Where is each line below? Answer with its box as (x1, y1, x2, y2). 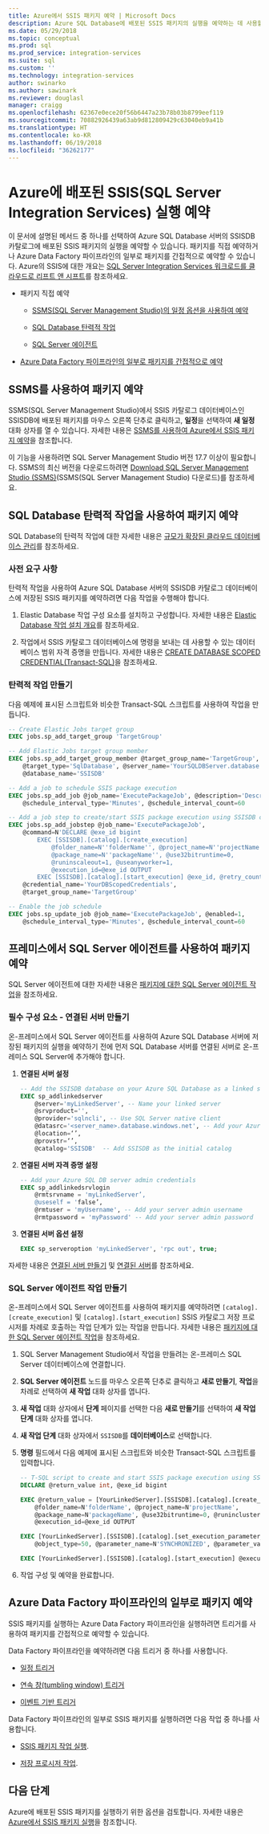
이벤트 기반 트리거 (19, 1697, 76, 1706)
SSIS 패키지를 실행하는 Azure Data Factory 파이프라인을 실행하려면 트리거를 (8, 1619, 248, 1628)
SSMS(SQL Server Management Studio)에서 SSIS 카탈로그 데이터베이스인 (8, 406, 245, 415)
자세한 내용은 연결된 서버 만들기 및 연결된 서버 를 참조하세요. (8, 1260, 195, 1270)
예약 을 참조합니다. (16, 435, 73, 446)
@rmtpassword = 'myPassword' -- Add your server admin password (34, 1213, 254, 1221)
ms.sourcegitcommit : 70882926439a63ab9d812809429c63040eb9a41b (8, 116, 224, 124)
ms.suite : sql (8, 57, 56, 65)
